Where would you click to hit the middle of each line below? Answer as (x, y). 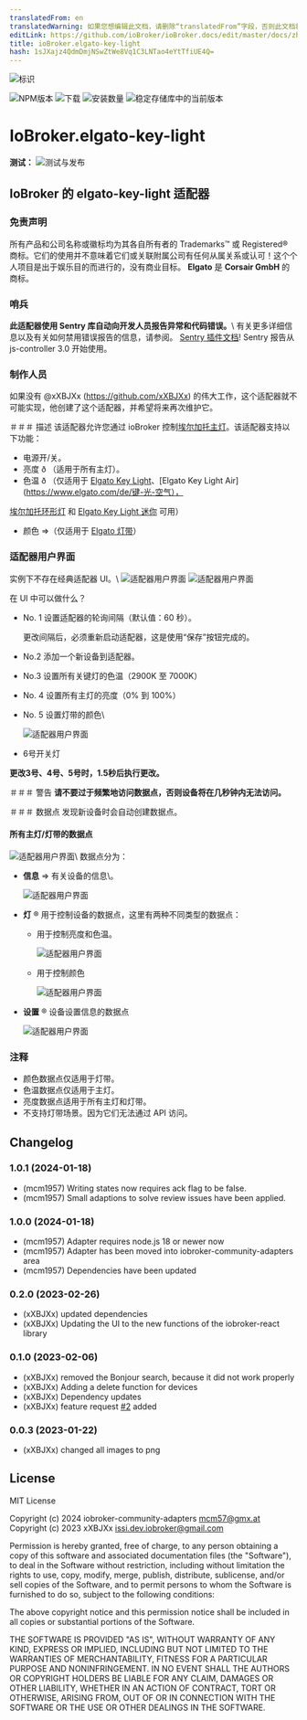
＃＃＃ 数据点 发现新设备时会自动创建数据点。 (96, 812)
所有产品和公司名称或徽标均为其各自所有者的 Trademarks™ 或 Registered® (149, 244)
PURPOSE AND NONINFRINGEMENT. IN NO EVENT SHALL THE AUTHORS (150, 1668)
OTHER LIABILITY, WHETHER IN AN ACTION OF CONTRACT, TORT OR (143, 1688)
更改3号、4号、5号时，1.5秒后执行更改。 (87, 772)
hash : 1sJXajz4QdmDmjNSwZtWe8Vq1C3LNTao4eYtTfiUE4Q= (112, 52)
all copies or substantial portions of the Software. (102, 1621)
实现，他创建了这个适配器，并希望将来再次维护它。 (121, 408)
